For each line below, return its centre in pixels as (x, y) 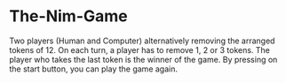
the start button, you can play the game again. (93, 69)
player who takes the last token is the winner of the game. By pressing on (143, 59)
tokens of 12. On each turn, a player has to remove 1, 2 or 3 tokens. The (140, 49)
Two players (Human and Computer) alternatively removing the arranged (142, 41)
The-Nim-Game (68, 16)
